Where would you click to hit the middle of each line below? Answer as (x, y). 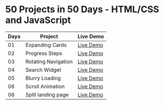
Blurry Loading (43, 78)
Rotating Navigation (49, 61)
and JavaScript (38, 20)
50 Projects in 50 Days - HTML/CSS (82, 9)
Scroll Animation (45, 86)
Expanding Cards (46, 45)
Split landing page (47, 94)
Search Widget (43, 70)
